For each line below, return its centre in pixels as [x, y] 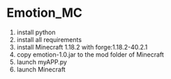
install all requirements [49, 39]
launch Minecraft [41, 69]
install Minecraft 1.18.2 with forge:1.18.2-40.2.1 [82, 47]
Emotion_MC [45, 13]
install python [36, 32]
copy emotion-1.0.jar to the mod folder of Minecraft [90, 55]
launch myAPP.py [42, 62]
